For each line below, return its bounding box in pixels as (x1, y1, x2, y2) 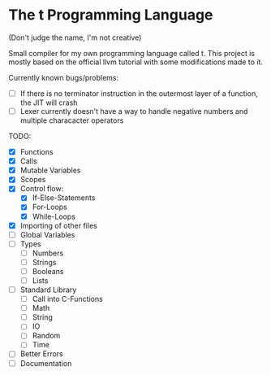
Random (32, 331, 61, 341)
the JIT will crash (19, 98, 78, 107)
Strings (32, 257, 57, 267)
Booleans (32, 266, 64, 276)
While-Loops (32, 211, 75, 221)
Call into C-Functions (32, 294, 103, 304)
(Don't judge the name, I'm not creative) (8, 33, 142, 42)
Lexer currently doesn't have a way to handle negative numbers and (19, 107, 248, 116)
